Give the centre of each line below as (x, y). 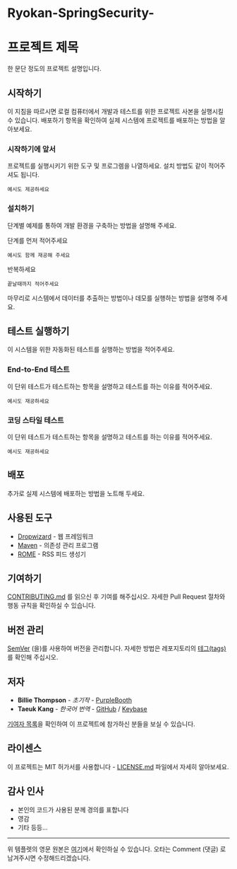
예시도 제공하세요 (28, 190)
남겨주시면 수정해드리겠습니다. (49, 858)
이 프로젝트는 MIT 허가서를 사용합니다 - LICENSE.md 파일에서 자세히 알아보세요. (118, 766)
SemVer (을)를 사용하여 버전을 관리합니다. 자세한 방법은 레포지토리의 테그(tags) (117, 648)
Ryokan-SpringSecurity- (81, 13)
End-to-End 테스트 (39, 369)
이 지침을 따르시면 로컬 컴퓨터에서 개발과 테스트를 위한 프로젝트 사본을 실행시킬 (116, 111)
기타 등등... (32, 827)
